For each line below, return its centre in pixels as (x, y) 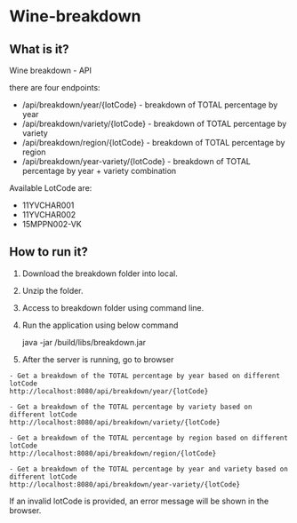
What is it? (39, 49)
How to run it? (49, 252)
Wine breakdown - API (50, 70)
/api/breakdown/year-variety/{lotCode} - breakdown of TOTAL (136, 161)
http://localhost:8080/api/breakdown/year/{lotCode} (109, 391)
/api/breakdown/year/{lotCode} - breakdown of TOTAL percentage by (150, 105)
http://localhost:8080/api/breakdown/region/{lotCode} (113, 453)
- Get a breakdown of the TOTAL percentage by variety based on (131, 407)
